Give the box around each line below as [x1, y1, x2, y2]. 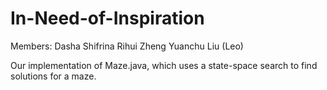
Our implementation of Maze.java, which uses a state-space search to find [10, 59, 318, 71]
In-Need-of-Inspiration [10, 7, 205, 30]
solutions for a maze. [10, 70, 97, 82]
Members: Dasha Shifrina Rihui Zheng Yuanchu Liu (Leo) [10, 40, 244, 52]
